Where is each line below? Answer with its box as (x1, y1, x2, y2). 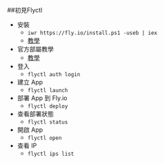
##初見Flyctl (7, 6, 43, 14)
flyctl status (27, 119, 68, 126)
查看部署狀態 (17, 110, 54, 118)
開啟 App (17, 126, 43, 134)
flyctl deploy (27, 103, 68, 110)
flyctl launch (27, 87, 68, 94)
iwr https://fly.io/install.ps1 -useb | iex (27, 30, 158, 36)
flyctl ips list (27, 150, 74, 157)
